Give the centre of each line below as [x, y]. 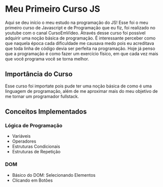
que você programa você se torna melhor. [47, 59]
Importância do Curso [39, 74]
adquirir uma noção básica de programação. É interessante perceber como [80, 38]
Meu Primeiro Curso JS [53, 9]
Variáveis [21, 136]
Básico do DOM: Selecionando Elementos [54, 175]
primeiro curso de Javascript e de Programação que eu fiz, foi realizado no [80, 27]
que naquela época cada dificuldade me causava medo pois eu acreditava [80, 43]
